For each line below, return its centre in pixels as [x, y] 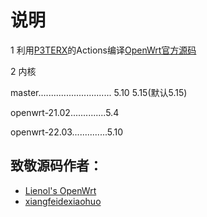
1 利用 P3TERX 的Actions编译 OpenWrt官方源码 [103, 50]
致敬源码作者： [56, 166]
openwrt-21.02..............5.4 [65, 112]
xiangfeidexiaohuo [63, 201]
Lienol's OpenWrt [60, 190]
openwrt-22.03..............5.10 [67, 132]
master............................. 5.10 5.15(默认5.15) [99, 92]
